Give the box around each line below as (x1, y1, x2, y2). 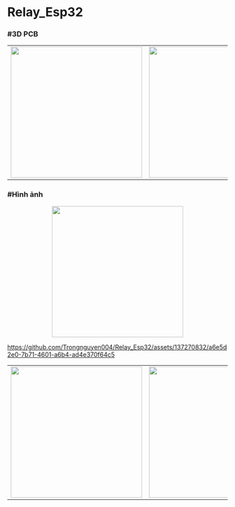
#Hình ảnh (7, 190, 43, 199)
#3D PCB (7, 29, 38, 39)
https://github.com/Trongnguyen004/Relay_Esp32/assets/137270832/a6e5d (7, 343, 227, 351)
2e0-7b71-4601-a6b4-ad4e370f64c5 (7, 350, 115, 359)
